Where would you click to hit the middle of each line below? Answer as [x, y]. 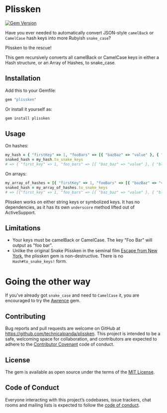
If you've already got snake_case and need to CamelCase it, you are [72, 295]
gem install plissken [28, 118]
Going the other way [48, 281]
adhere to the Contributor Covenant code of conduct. [60, 344]
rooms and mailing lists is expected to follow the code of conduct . [73, 405]
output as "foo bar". [33, 245]
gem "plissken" [21, 99]
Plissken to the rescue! [29, 47]
